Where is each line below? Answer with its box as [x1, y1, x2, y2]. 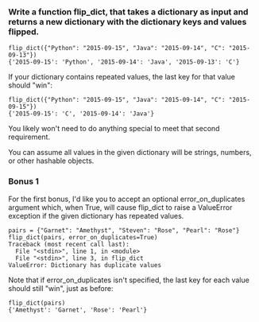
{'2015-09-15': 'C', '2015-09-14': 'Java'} [8, 110, 155, 118]
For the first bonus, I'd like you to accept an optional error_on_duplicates [8, 194, 245, 204]
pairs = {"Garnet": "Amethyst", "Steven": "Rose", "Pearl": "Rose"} [8, 226, 240, 235]
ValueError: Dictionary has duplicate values [8, 261, 161, 269]
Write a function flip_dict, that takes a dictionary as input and [8, 6, 249, 17]
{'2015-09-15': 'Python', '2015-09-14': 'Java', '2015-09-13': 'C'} [8, 58, 240, 66]
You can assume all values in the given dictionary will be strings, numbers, [8, 148, 252, 157]
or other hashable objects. [8, 156, 95, 165]
